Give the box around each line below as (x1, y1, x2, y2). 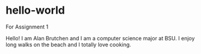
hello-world (5, 4, 66, 17)
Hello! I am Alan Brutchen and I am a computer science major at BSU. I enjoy (5, 34, 195, 42)
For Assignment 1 (5, 23, 49, 30)
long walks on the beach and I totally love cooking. (5, 41, 132, 48)
